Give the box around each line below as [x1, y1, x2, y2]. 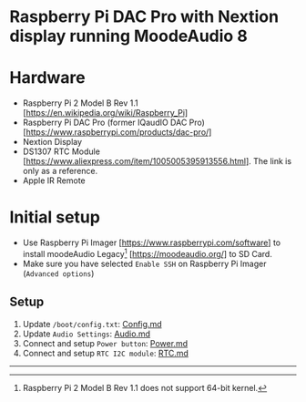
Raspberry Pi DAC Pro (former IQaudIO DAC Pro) [22, 117, 205, 129]
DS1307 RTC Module [22, 146, 100, 157]
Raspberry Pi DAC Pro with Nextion [9, 6, 280, 27]
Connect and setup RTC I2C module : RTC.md [22, 347, 189, 358]
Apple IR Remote [22, 175, 87, 186]
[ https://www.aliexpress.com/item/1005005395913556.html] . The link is [22, 156, 292, 167]
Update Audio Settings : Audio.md [22, 328, 151, 339]
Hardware [9, 67, 86, 88]
